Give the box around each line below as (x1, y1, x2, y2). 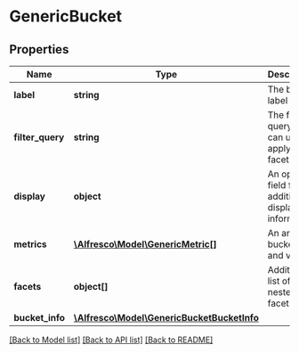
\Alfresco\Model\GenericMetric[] (73, 238, 217, 250)
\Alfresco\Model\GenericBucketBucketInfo (73, 312, 260, 324)
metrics (13, 238, 47, 250)
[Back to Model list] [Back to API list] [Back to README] (9, 334, 214, 345)
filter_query (13, 131, 65, 144)
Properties (9, 42, 69, 57)
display (13, 190, 46, 202)
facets (13, 281, 42, 292)
